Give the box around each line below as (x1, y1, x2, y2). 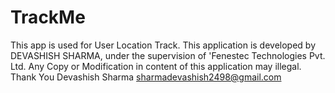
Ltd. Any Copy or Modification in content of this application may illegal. (10, 60, 302, 72)
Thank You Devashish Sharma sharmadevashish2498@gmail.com (10, 71, 282, 83)
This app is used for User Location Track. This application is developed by (10, 39, 317, 51)
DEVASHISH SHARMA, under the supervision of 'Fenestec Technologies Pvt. (10, 49, 326, 61)
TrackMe (10, 6, 86, 29)
